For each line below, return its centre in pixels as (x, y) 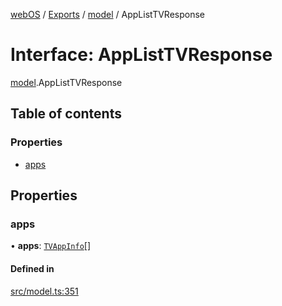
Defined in (32, 268)
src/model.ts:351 (44, 291)
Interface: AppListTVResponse (141, 55)
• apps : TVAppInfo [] (51, 246)
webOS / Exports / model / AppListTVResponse (108, 14)
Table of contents (66, 114)
